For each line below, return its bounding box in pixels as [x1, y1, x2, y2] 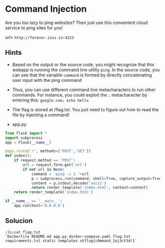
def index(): [5, 153, 32, 158]
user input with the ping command [12, 77, 82, 83]
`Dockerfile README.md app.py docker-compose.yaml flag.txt [5, 234, 131, 239]
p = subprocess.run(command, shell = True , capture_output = [31, 176, 153, 181]
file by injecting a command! [12, 112, 70, 118]
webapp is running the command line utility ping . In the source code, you [12, 67, 160, 73]
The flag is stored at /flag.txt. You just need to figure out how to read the [12, 106, 159, 112]
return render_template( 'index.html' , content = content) [31, 185, 148, 190]
